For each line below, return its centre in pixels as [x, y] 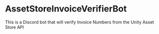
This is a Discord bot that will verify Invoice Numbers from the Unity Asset [79, 22]
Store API [15, 27]
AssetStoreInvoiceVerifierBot [66, 9]
